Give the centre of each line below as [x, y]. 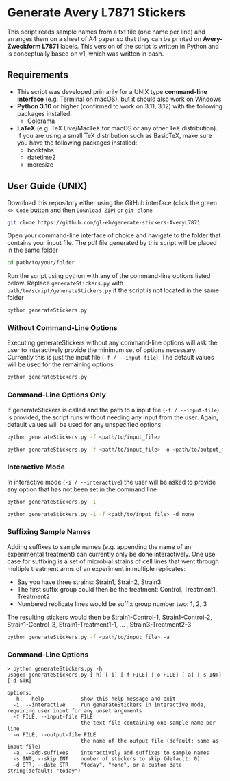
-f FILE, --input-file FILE [53, 716]
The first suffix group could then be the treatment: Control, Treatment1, [117, 589]
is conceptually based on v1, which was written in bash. [86, 54]
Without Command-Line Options [62, 328]
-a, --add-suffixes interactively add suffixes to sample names [112, 753]
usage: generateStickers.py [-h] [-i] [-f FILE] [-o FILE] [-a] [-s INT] [115, 675]
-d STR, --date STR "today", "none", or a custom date [98, 765]
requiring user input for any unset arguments [75, 711]
